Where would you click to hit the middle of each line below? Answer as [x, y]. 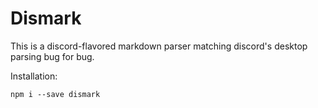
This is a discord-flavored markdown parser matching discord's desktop [159, 46]
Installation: [34, 76]
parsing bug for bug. [52, 56]
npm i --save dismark [55, 94]
